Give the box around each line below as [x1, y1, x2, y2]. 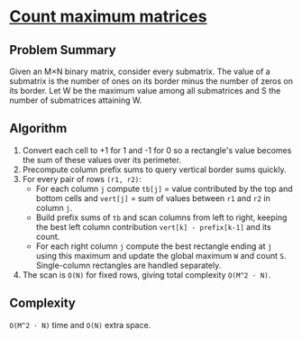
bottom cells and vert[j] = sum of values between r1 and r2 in [35, 192, 270, 204]
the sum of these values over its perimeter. [22, 154, 182, 165]
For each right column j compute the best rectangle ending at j [35, 241, 272, 252]
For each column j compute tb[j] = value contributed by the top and [35, 183, 293, 194]
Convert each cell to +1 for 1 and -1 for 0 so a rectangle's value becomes [22, 144, 292, 155]
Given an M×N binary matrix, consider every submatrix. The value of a [9, 66, 270, 77]
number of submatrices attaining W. [9, 95, 142, 105]
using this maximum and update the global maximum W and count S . [35, 250, 287, 261]
